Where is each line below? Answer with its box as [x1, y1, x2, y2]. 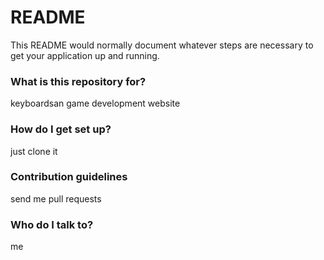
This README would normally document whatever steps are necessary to [10, 39, 314, 51]
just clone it [10, 145, 58, 157]
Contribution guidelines [10, 170, 128, 184]
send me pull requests [10, 192, 102, 205]
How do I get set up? [10, 122, 112, 136]
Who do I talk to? [10, 217, 94, 231]
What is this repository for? [10, 74, 147, 88]
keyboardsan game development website [10, 97, 181, 110]
